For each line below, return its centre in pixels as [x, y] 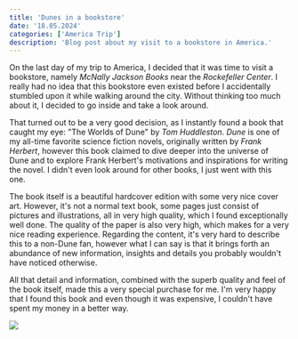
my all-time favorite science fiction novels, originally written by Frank [136, 141]
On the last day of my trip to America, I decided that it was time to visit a [141, 68]
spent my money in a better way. [69, 309]
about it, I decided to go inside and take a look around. [109, 105]
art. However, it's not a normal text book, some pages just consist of [134, 206]
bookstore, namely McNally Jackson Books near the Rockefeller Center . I [144, 77]
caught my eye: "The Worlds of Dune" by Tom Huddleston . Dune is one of [145, 132]
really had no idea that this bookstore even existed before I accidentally [140, 86]
